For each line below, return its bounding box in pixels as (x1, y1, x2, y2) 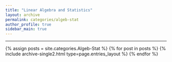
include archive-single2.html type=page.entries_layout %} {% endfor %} (5, 51, 159, 57)
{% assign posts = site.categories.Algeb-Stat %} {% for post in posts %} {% (5, 46, 166, 52)
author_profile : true (5, 22, 52, 27)
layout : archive (5, 12, 40, 17)
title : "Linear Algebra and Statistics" (5, 7, 93, 13)
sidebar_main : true (5, 27, 47, 32)
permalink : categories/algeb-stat (5, 17, 79, 22)
